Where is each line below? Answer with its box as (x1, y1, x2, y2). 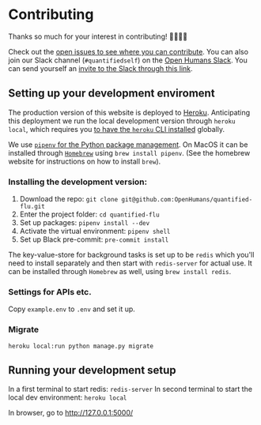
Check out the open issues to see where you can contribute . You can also (8, 47, 249, 56)
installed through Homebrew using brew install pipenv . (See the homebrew (8, 148, 251, 157)
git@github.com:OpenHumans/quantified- (121, 196, 253, 204)
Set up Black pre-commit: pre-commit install (19, 235, 169, 244)
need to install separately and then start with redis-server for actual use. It (8, 258, 253, 268)
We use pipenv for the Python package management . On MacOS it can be (8, 140, 248, 149)
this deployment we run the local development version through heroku (8, 116, 236, 126)
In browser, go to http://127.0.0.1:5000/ (8, 408, 134, 418)
